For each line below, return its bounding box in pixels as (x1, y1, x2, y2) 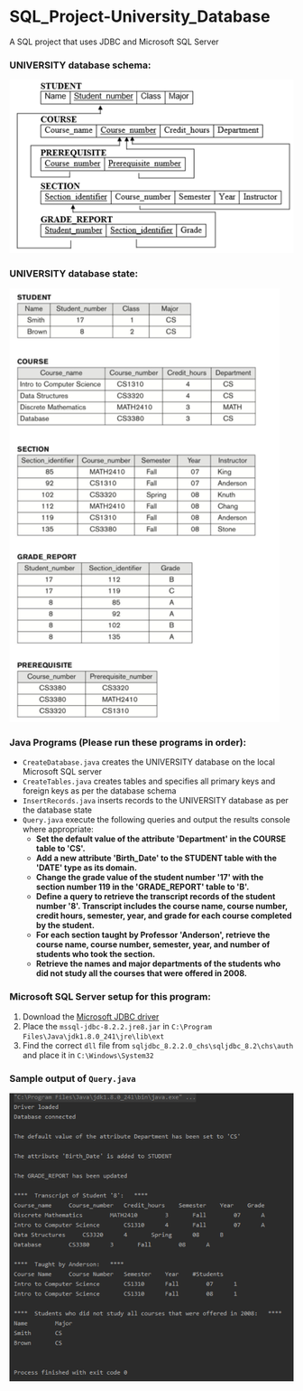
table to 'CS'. (35, 843, 86, 854)
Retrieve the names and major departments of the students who (35, 958, 281, 969)
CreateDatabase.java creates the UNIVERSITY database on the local (22, 757, 275, 767)
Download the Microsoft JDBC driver (22, 1010, 160, 1022)
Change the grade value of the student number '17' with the (35, 872, 264, 883)
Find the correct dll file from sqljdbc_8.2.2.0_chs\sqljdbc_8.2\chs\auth (22, 1039, 294, 1050)
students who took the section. (35, 949, 156, 960)
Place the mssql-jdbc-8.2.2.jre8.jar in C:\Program (22, 1020, 213, 1031)
